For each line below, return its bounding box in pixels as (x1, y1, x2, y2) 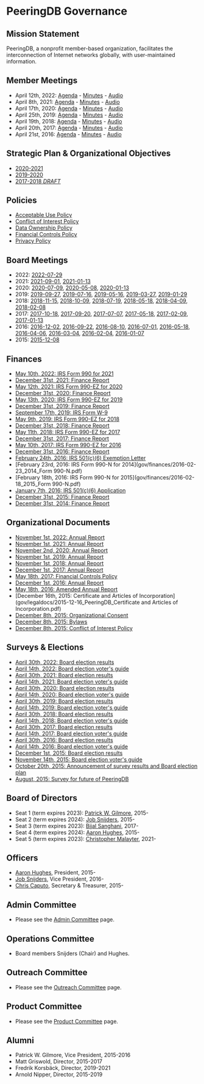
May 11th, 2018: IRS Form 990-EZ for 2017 (15, 429, 121, 436)
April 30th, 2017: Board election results (15, 723, 113, 730)
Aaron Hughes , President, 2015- (15, 869, 96, 876)
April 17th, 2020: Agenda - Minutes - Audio (15, 104, 123, 112)
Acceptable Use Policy (15, 211, 72, 219)
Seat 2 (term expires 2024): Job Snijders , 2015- (15, 815, 135, 823)
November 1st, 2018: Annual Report (15, 559, 104, 567)
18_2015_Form (15, 481, 51, 488)
